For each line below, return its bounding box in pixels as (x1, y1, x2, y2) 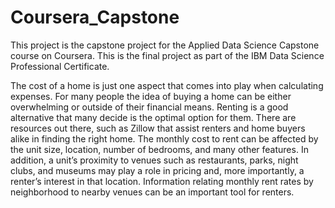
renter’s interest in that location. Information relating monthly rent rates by (10, 175, 314, 187)
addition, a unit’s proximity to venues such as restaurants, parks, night (10, 154, 299, 166)
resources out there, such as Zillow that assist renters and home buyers (10, 122, 306, 134)
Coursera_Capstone (10, 6, 180, 29)
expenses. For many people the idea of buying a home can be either (10, 90, 292, 102)
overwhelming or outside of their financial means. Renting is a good (10, 101, 289, 113)
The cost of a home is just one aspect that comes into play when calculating (10, 79, 324, 91)
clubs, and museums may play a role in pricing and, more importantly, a (10, 164, 305, 176)
